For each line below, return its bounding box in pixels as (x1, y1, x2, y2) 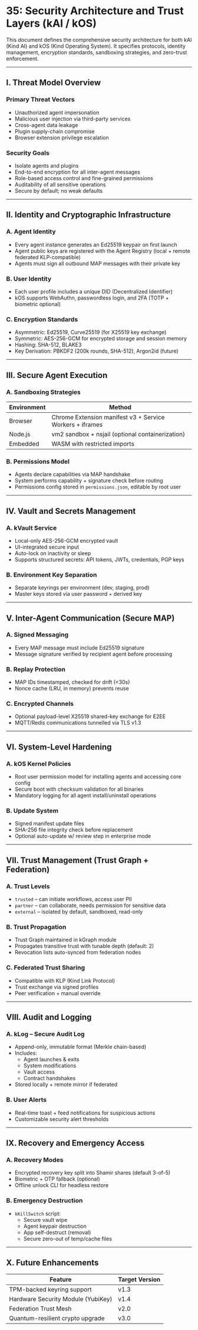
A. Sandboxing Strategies (6, 388, 81, 396)
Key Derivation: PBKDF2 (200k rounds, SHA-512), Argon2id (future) (14, 347, 179, 355)
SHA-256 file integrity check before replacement (14, 826, 133, 833)
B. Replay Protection (6, 665, 66, 673)
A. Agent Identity (6, 227, 56, 236)
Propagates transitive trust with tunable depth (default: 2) (14, 943, 154, 950)
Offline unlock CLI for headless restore (14, 1182, 109, 1189)
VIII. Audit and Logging (6, 1012, 92, 1022)
